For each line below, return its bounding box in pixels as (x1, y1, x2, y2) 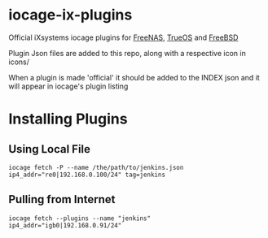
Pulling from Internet (8, 193, 116, 206)
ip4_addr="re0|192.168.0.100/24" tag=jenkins (8, 171, 165, 179)
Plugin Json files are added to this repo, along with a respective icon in (8, 48, 246, 58)
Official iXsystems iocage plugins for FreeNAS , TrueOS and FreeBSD (8, 32, 239, 42)
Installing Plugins (8, 110, 128, 128)
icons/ (8, 57, 30, 67)
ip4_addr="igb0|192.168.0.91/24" (8, 221, 122, 229)
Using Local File (8, 142, 91, 156)
